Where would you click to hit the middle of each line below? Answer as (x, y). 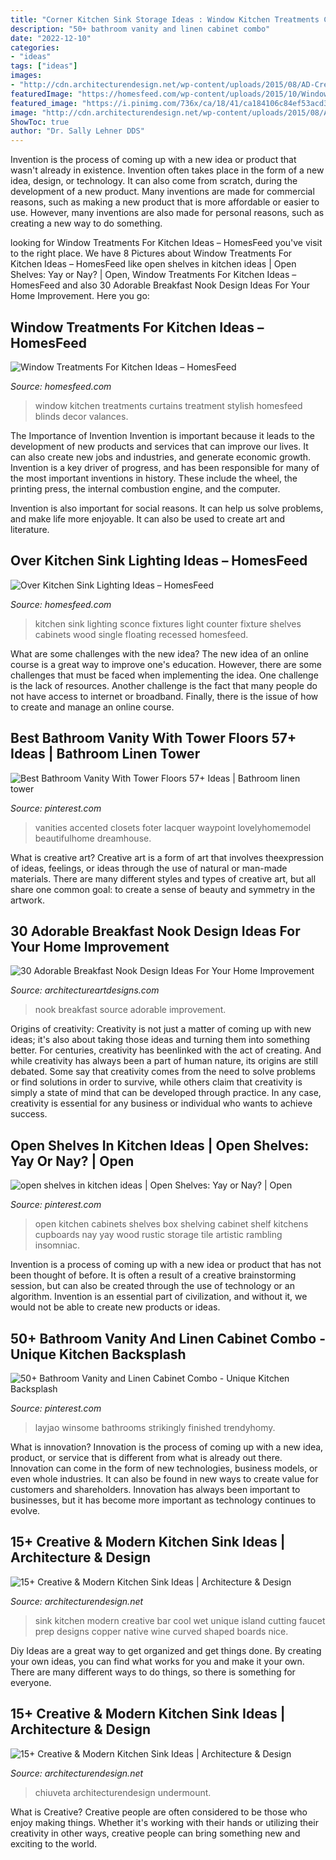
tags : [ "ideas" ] (44, 66)
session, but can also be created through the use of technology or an (152, 1286)
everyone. (31, 1682)
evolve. (25, 1510)
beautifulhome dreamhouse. (93, 838)
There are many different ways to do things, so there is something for (153, 1672)
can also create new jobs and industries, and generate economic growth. (161, 457)
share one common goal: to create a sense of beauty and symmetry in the (163, 889)
